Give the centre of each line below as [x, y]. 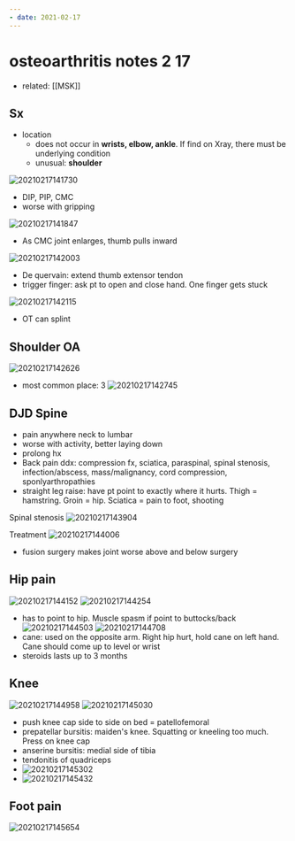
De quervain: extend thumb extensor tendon [102, 275]
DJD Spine [38, 413]
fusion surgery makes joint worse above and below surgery [130, 552]
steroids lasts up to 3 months [75, 655]
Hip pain [32, 579]
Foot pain [35, 806]
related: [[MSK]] [51, 86]
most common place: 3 [64, 385]
